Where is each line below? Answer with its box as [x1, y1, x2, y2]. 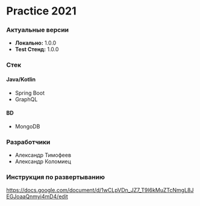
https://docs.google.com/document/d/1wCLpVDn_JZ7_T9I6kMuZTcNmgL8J [6, 187, 194, 194]
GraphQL [14, 95, 38, 103]
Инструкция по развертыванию [6, 173, 105, 181]
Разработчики [6, 137, 51, 146]
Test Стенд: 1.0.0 [14, 46, 59, 53]
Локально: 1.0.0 [14, 39, 57, 46]
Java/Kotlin [6, 76, 36, 83]
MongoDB [14, 122, 40, 130]
